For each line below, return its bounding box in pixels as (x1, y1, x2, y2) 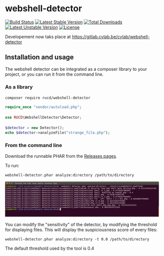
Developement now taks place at (5, 34, 71, 40)
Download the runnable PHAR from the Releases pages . (5, 153, 118, 159)
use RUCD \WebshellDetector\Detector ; (5, 115, 82, 120)
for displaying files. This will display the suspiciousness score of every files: (5, 227, 158, 233)
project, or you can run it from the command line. (5, 71, 104, 77)
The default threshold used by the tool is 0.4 (5, 245, 94, 251)
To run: (5, 162, 20, 169)
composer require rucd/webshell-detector (5, 96, 91, 101)
